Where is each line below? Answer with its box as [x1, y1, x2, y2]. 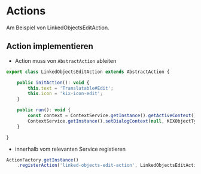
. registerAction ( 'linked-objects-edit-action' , [17, 163, 138, 169]
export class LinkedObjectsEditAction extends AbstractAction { [6, 69, 170, 75]
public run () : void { [17, 107, 71, 113]
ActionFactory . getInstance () [6, 157, 79, 163]
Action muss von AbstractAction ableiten [14, 57, 117, 64]
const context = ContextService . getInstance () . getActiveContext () [28, 112, 197, 118]
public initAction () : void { [17, 80, 90, 86]
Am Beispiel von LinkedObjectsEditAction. [6, 24, 109, 31]
